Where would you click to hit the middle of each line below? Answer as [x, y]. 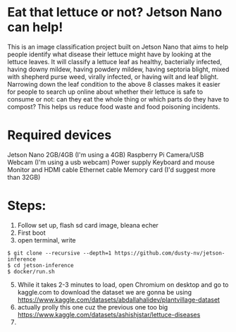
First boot [31, 233]
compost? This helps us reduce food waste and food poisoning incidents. [114, 106]
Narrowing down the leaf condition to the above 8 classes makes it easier [114, 84]
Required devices [60, 135]
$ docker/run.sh [31, 271]
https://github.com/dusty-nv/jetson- [170, 253]
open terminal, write [46, 240]
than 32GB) [24, 177]
